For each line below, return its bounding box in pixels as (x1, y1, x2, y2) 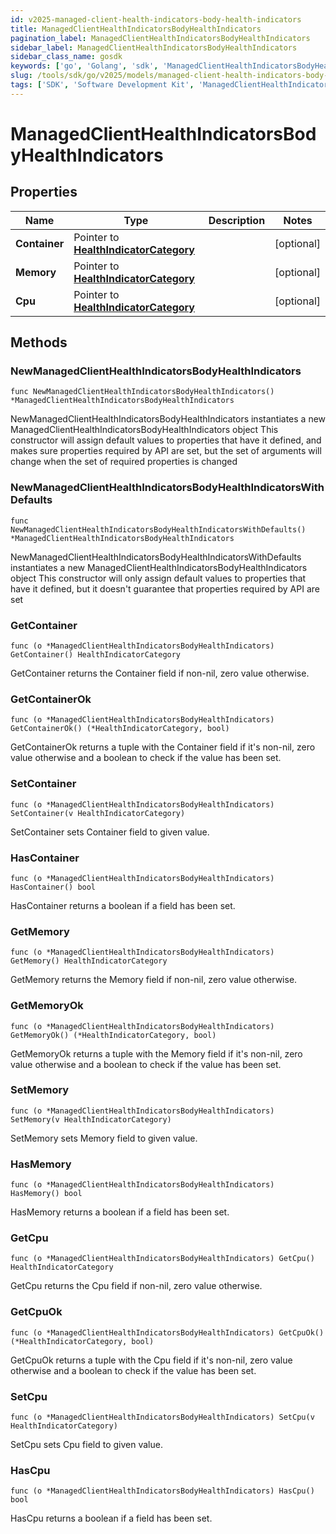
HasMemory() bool (10, 1189, 83, 1199)
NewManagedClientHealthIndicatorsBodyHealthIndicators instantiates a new (10, 413, 327, 425)
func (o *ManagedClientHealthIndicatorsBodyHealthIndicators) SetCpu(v (10, 1412, 315, 1422)
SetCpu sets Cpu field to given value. (10, 1439, 163, 1450)
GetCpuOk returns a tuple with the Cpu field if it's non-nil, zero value (10, 1354, 293, 1366)
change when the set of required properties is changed (10, 456, 238, 468)
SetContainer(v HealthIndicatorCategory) (10, 808, 186, 818)
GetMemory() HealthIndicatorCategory (10, 956, 168, 966)
